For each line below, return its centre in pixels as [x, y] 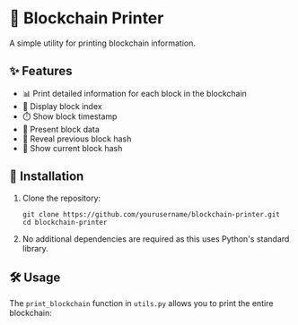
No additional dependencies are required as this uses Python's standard [156, 239]
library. [35, 248]
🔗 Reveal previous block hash [77, 139]
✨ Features [41, 71]
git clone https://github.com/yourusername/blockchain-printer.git [151, 214]
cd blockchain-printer [65, 222]
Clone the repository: [61, 198]
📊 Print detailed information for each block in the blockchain [134, 93]
